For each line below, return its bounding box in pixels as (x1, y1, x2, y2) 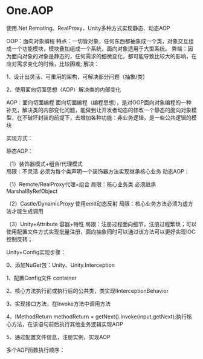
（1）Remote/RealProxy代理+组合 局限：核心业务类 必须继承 (6, 180, 156, 188)
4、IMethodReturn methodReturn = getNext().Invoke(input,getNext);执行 (6, 313, 187, 320)
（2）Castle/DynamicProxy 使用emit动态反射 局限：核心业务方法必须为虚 (6, 200, 188, 207)
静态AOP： (6, 147, 33, 155)
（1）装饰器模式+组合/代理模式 (6, 160, 83, 167)
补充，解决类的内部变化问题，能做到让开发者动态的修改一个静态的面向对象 (6, 106, 192, 113)
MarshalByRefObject (6, 187, 58, 195)
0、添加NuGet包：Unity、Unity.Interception (6, 261, 115, 269)
